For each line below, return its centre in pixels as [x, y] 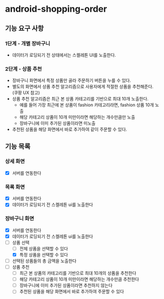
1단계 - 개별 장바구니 [28, 44]
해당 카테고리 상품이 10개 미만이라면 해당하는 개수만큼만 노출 [77, 117]
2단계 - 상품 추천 [23, 69]
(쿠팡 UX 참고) [26, 93]
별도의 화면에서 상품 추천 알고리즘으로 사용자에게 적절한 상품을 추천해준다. [83, 87]
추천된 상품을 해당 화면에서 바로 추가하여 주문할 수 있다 [72, 292]
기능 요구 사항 [24, 28]
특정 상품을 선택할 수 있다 [44, 254]
